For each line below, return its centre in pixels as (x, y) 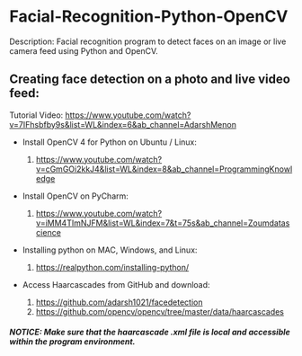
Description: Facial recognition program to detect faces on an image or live (148, 41)
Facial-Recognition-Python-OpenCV (149, 17)
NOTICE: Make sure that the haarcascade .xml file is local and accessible (150, 332)
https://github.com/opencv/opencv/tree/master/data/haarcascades (160, 311)
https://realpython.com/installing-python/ (112, 267)
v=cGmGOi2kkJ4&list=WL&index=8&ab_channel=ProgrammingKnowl (164, 169)
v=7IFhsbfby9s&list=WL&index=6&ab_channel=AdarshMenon (123, 124)
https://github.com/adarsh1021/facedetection (119, 302)
